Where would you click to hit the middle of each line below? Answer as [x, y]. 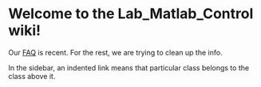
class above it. [32, 76]
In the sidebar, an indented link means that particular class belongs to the [129, 67]
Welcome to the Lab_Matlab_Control [131, 14]
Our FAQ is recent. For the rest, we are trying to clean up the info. [115, 52]
